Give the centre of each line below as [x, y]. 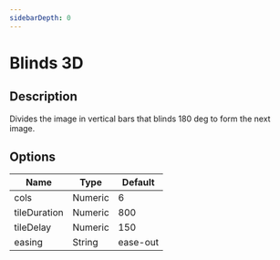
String [85, 243]
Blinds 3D [47, 62]
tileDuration [39, 213]
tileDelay [33, 227]
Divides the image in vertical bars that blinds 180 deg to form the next [140, 119]
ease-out [139, 243]
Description [43, 97]
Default [138, 182]
